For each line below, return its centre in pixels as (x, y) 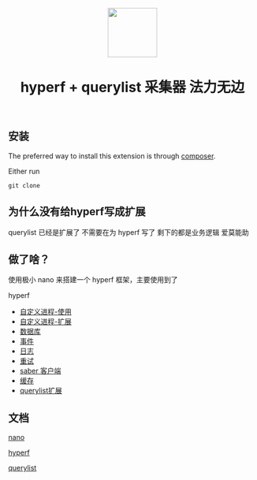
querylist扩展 (41, 391)
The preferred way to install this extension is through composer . (112, 156)
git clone (24, 185)
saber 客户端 (40, 371)
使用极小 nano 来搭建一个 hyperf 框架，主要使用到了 (93, 280)
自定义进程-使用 (46, 312)
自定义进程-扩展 (46, 322)
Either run (24, 171)
